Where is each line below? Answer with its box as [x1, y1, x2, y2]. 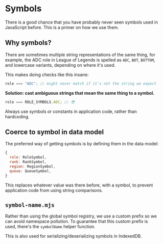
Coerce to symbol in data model [5, 128, 104, 136]
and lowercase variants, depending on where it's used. [5, 62, 116, 68]
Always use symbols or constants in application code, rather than [5, 108, 137, 114]
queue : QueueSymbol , [9, 168, 51, 173]
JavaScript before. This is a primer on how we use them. [5, 24, 119, 30]
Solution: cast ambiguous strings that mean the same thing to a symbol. [5, 90, 155, 96]
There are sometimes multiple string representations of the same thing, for [5, 52, 156, 57]
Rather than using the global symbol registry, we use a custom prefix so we [5, 213, 157, 219]
